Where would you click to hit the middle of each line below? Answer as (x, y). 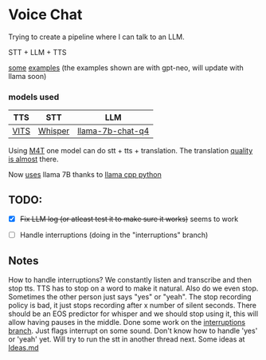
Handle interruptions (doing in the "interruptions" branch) (114, 235)
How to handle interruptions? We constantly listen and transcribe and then (130, 279)
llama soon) (27, 76)
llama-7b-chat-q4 (113, 131)
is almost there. (33, 159)
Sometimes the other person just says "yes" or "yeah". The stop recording (130, 296)
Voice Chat (45, 15)
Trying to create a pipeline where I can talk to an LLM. (96, 37)
